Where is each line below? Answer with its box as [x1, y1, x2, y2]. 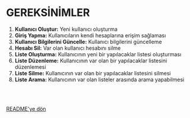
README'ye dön [6, 105, 46, 112]
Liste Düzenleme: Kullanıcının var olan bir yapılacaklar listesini [14, 57, 168, 64]
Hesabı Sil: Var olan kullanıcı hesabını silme [14, 44, 121, 52]
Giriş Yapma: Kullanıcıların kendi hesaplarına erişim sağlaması [14, 31, 166, 39]
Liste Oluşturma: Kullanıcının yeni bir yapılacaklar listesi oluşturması [14, 50, 182, 58]
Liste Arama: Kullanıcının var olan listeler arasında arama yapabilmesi [14, 76, 185, 83]
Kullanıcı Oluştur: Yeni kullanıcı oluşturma [14, 25, 118, 33]
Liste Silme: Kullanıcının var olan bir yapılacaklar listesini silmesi [14, 69, 171, 76]
